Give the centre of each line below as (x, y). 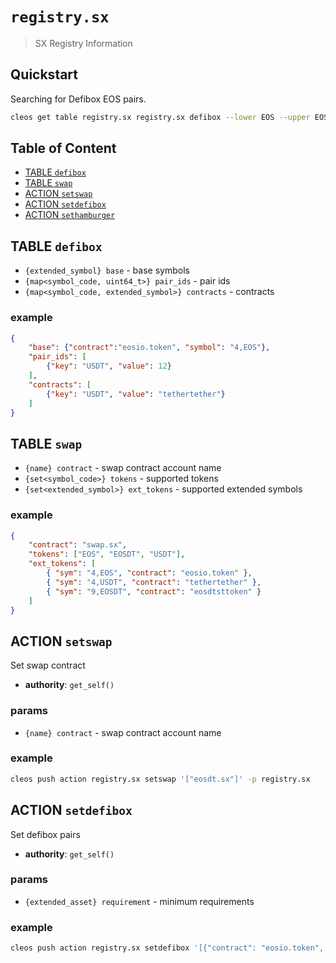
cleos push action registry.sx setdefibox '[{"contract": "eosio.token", (167, 948)
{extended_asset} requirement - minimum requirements (139, 901)
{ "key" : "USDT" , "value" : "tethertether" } (136, 394)
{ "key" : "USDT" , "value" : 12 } (109, 366)
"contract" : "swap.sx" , (78, 545)
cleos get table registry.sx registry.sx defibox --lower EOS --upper (160, 117)
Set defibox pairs (45, 834)
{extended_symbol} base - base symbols (107, 270)
